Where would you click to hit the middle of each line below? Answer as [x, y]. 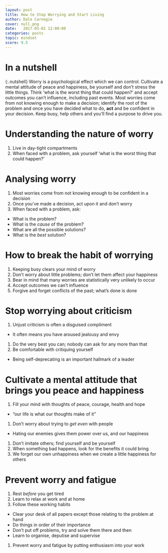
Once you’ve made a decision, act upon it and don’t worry [72, 203]
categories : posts [24, 33]
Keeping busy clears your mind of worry [54, 269]
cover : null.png [22, 24]
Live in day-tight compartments [45, 148]
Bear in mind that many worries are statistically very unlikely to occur [84, 280]
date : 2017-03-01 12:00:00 [36, 29]
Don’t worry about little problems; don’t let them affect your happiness [85, 274]
